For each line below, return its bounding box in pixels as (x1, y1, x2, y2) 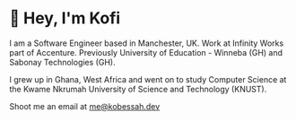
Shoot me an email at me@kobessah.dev (9, 100, 161, 111)
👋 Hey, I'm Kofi (9, 8, 121, 29)
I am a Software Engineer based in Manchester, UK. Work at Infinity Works (9, 38, 284, 48)
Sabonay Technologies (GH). (9, 56, 116, 67)
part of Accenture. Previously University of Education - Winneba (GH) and (9, 47, 283, 57)
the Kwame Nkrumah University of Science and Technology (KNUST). (9, 83, 267, 94)
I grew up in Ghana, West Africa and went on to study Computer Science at (9, 73, 287, 84)
